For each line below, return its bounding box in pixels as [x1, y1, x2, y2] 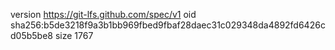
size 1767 [54, 30, 94, 41]
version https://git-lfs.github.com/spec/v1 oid [10, 9, 197, 20]
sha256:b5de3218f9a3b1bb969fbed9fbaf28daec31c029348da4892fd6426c [10, 19, 326, 31]
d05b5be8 [10, 30, 53, 41]
